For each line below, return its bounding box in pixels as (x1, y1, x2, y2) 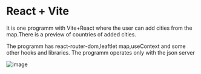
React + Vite (6, 4, 70, 18)
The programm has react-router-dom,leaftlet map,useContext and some (6, 42, 186, 50)
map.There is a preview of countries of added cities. (6, 30, 136, 38)
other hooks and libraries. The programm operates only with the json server (6, 49, 195, 56)
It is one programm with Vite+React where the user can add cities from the (6, 24, 193, 32)
